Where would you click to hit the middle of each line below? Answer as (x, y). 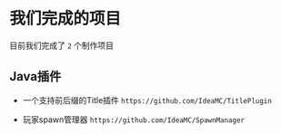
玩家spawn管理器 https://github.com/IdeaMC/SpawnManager (134, 120)
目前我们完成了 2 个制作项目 (62, 45)
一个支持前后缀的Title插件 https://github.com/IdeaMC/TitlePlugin (147, 100)
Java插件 (35, 77)
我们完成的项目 (65, 19)
